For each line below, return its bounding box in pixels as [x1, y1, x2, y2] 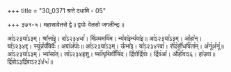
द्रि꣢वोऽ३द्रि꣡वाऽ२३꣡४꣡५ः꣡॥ [7, 57, 54, 66]
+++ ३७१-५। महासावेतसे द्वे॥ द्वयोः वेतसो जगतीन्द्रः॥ [7, 21, 125, 28]
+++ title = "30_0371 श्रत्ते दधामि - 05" [7, 7, 106, 15]
